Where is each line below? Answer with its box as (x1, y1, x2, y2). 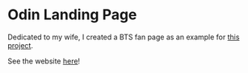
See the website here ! (7, 56, 81, 66)
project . (7, 40, 34, 50)
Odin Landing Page (7, 6, 137, 24)
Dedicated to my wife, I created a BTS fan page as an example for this (7, 32, 240, 42)
